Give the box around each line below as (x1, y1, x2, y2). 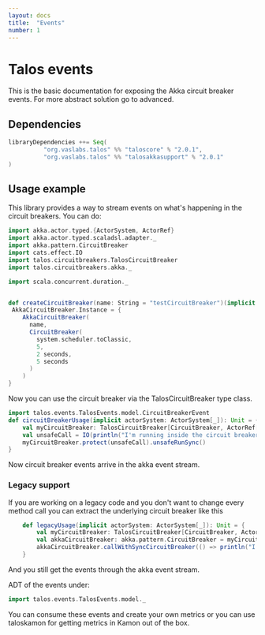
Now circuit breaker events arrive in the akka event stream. (8, 460, 200, 469)
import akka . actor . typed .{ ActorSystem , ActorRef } (8, 226, 175, 235)
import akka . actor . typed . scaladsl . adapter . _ (8, 234, 157, 242)
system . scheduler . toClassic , (36, 335, 132, 343)
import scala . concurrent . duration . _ (8, 278, 129, 286)
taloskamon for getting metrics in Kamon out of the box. (8, 618, 190, 627)
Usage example (8, 182, 87, 196)
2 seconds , (36, 350, 73, 358)
